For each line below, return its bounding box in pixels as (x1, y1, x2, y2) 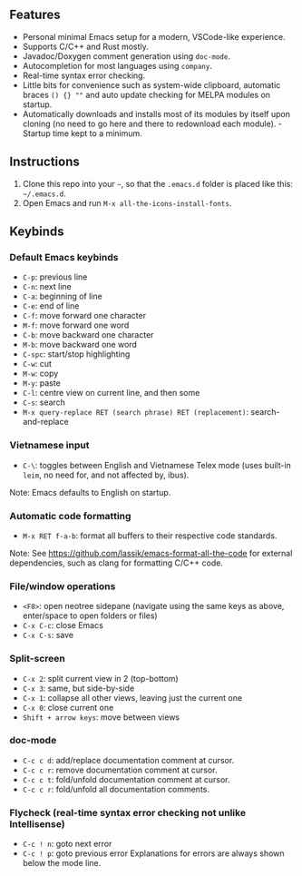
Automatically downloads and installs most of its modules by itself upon (22, 108, 290, 119)
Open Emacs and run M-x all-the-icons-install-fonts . (22, 197, 232, 208)
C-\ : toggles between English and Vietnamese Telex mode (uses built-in (22, 459, 292, 470)
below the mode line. (22, 858, 102, 869)
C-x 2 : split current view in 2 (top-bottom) (22, 673, 179, 684)
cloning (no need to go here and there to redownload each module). (22, 118, 277, 129)
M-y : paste (22, 378, 61, 389)
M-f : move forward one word (22, 320, 130, 330)
